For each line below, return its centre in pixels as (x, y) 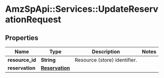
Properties (22, 38)
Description (106, 52)
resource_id (22, 60)
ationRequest (33, 19)
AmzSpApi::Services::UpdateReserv (82, 9)
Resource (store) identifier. (106, 60)
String (48, 60)
